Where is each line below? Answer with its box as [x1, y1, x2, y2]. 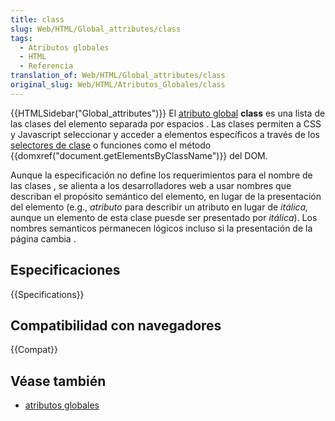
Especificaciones [10, 262, 121, 279]
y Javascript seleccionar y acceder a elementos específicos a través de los [10, 128, 320, 140]
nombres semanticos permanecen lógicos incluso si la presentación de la [10, 222, 313, 234]
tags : [10, 33, 33, 43]
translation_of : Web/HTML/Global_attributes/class [10, 71, 226, 81]
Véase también [10, 372, 107, 390]
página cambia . [10, 232, 77, 245]
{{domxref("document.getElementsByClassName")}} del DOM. [10, 149, 268, 161]
